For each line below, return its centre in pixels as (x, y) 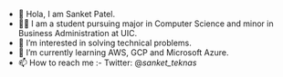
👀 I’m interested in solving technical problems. (105, 43)
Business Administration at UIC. (78, 33)
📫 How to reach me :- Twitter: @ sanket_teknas (107, 63)
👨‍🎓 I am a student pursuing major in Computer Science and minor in (146, 24)
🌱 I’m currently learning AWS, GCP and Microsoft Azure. (124, 53)
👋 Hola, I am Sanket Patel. (67, 14)
